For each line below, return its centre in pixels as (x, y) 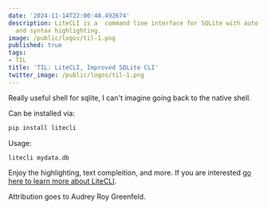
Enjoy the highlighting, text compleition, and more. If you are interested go (130, 173)
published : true (35, 45)
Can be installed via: (42, 113)
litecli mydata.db (39, 158)
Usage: (20, 143)
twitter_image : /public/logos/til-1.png (77, 75)
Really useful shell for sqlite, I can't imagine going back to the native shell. (130, 97)
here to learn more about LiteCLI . (63, 181)
